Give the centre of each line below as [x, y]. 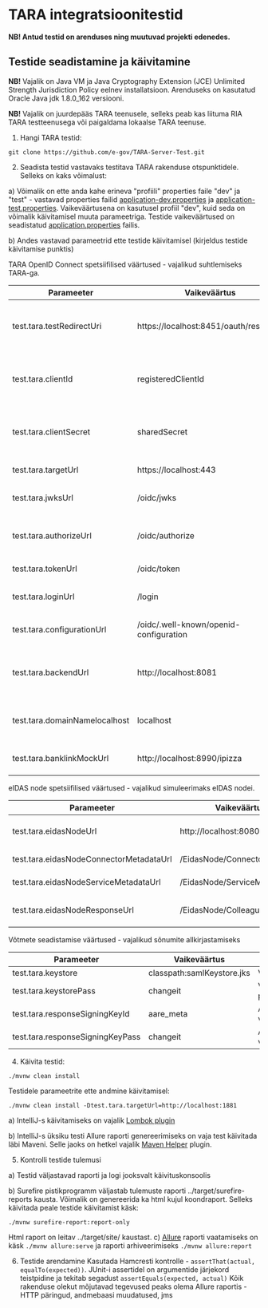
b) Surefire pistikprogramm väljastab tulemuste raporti [97, 1191]
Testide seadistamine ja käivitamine [100, 62]
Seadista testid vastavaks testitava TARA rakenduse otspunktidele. [129, 167]
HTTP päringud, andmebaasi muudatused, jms [96, 1294]
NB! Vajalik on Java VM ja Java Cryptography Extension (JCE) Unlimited [127, 81]
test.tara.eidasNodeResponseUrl [73, 910]
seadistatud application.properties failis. [74, 224]
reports [20, 1199]
